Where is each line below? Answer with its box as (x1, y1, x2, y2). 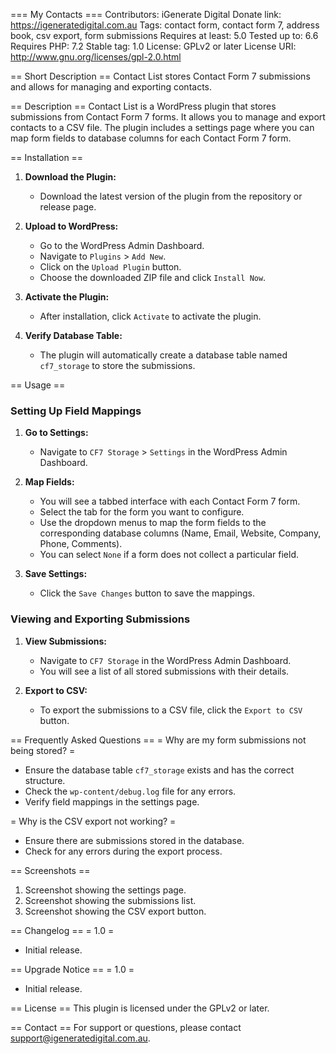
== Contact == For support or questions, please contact (10, 1021, 242, 1033)
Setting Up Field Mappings (10, 404, 142, 418)
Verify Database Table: (24, 330, 123, 341)
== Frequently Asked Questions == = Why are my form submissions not (10, 734, 307, 746)
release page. (39, 201, 97, 213)
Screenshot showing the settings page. (24, 884, 187, 896)
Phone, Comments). (39, 538, 123, 550)
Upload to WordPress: (24, 220, 119, 232)
